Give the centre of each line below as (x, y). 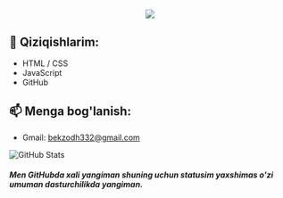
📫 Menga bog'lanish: (71, 111)
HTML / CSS (45, 63)
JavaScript (42, 73)
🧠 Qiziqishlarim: (54, 41)
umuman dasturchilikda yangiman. (76, 185)
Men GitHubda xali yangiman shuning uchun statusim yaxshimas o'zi (141, 175)
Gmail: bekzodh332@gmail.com (81, 137)
